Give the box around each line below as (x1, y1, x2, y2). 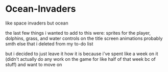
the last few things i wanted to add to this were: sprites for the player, (5, 30, 151, 36)
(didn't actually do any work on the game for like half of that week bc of (5, 56, 156, 62)
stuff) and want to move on (5, 61, 62, 67)
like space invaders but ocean (5, 20, 68, 26)
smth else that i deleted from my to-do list (5, 40, 93, 46)
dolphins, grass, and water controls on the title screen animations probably (5, 35, 163, 41)
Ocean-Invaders (5, 3, 76, 15)
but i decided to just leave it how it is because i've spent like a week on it (5, 51, 158, 57)
